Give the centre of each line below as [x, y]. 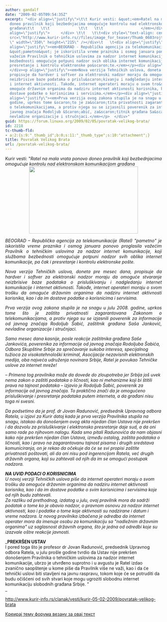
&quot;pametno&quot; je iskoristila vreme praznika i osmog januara [82, 51]
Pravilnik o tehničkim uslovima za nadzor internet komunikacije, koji [83, 251]
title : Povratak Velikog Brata [38, 140]
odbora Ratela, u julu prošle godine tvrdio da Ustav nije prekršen [71, 552]
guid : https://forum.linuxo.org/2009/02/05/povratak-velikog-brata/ [78, 121]
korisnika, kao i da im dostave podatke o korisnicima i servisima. [72, 298]
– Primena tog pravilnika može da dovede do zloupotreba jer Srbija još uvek [83, 375]
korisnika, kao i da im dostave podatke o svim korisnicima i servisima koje [81, 489]
